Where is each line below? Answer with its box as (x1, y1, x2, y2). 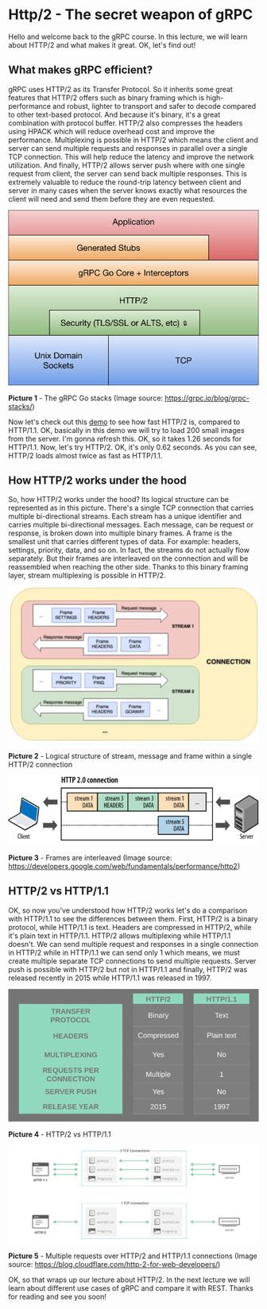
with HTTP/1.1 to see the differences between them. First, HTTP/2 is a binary (8, 913, 258, 923)
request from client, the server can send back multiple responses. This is (8, 168, 248, 178)
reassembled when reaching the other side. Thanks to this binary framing (8, 562, 249, 572)
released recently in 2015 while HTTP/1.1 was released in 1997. (8, 973, 212, 983)
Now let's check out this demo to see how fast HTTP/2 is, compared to (8, 417, 241, 427)
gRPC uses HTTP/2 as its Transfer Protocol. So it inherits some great (8, 84, 233, 94)
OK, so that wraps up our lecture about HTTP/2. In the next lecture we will (8, 1275, 250, 1284)
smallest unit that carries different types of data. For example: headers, (8, 537, 241, 546)
